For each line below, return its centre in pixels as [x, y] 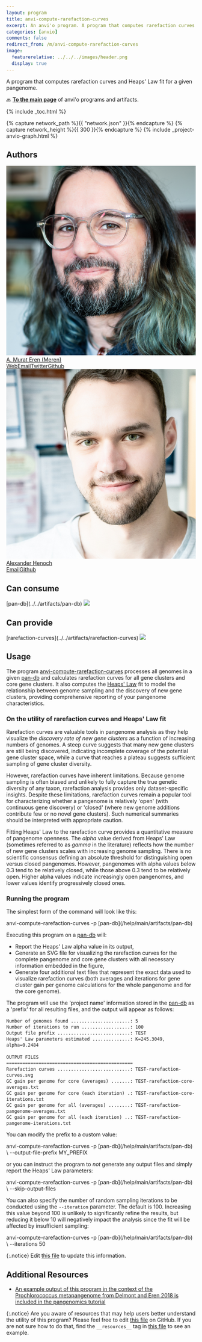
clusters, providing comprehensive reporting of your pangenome [86, 697]
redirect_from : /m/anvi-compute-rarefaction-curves [72, 45]
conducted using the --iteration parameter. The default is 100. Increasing [99, 1207]
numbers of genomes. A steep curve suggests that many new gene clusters [100, 745]
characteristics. [26, 703]
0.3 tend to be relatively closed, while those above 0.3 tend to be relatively [98, 870]
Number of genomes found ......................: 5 [72, 1021]
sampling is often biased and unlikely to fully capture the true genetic [92, 782]
